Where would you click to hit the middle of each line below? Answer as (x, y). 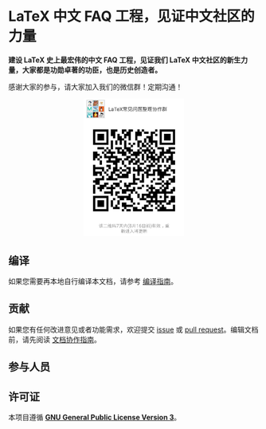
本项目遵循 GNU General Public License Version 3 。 (95, 417)
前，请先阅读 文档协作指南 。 (55, 339)
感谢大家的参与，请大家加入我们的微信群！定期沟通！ (96, 87)
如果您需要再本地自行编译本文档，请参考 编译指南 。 (93, 281)
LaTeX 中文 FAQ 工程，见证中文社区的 (131, 16)
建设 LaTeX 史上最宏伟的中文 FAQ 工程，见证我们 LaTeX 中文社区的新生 (125, 60)
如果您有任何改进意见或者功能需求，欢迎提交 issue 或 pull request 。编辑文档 (133, 329)
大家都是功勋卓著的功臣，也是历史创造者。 (92, 69)
